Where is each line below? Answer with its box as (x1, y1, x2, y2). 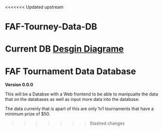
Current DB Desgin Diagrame (5, 43, 124, 55)
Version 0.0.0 (5, 82, 33, 88)
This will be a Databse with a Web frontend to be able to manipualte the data (5, 91, 158, 97)
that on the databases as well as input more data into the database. (5, 96, 140, 102)
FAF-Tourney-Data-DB (5, 21, 97, 32)
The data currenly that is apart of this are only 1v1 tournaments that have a (5, 106, 154, 112)
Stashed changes (90, 120, 125, 126)
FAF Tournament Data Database (5, 66, 136, 77)
